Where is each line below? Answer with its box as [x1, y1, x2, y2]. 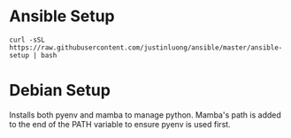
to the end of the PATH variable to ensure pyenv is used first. [9, 119, 232, 129]
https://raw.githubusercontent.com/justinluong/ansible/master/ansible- [9, 42, 283, 52]
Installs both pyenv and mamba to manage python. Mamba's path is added [9, 109, 281, 120]
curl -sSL [9, 35, 46, 44]
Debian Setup [9, 80, 111, 101]
